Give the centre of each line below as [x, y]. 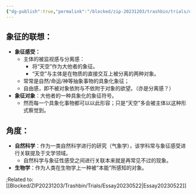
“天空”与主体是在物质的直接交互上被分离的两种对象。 [95, 74]
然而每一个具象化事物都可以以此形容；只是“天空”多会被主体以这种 [102, 103]
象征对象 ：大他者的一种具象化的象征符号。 [66, 96]
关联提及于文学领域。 [45, 153]
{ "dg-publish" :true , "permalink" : [47, 11]
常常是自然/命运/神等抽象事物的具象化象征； [76, 81]
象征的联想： [29, 37]
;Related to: [20, 180]
